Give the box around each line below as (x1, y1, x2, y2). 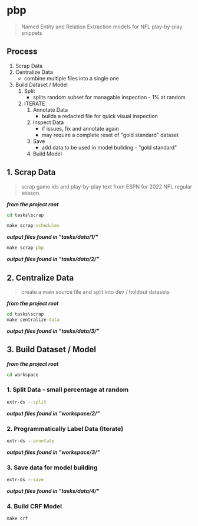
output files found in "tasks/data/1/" (6, 233, 98, 241)
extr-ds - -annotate (6, 438, 55, 444)
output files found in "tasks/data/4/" (6, 487, 100, 494)
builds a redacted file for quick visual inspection (41, 112, 159, 119)
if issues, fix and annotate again (41, 125, 120, 132)
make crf (6, 515, 28, 522)
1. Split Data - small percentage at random (6, 385, 129, 394)
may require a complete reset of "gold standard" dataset (41, 131, 179, 138)
